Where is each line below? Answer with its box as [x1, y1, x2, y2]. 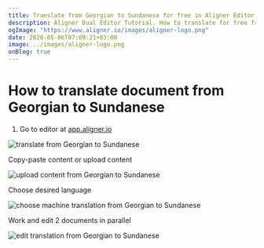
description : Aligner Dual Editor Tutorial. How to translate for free [8, 19, 247, 27]
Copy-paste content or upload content [8, 155, 133, 164]
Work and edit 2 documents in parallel [8, 215, 131, 224]
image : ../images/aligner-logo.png [8, 41, 125, 49]
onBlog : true [8, 48, 51, 56]
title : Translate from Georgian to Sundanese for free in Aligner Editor [8, 11, 255, 20]
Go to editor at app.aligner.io [19, 124, 112, 133]
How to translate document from [8, 82, 225, 100]
